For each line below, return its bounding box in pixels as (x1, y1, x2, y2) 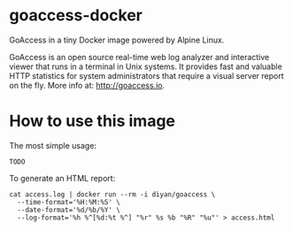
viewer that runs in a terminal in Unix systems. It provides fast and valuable (9, 61, 283, 72)
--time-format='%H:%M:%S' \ (17, 197, 121, 206)
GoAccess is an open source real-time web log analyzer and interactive (9, 51, 270, 62)
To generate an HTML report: (9, 173, 116, 183)
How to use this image (9, 112, 175, 131)
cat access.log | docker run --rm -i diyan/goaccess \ (9, 189, 216, 199)
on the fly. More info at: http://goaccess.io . (9, 80, 166, 90)
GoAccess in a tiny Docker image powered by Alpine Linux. (9, 35, 225, 45)
